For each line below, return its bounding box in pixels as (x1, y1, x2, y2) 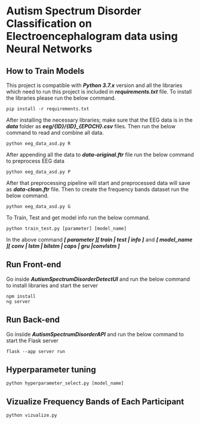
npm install (6, 293, 36, 299)
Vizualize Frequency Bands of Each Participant (6, 397, 184, 407)
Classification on (6, 17, 93, 30)
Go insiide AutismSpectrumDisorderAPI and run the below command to (6, 330, 184, 338)
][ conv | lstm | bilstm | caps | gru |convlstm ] (6, 243, 121, 249)
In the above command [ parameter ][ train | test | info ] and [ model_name (6, 236, 193, 243)
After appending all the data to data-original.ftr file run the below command (6, 151, 194, 158)
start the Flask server (6, 337, 59, 344)
